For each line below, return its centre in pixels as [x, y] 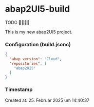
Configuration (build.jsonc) [38, 44]
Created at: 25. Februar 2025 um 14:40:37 [47, 100]
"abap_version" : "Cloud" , [36, 59]
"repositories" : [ [28, 63]
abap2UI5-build [38, 9]
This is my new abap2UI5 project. [39, 32]
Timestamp [19, 89]
